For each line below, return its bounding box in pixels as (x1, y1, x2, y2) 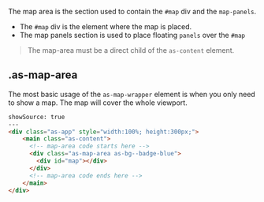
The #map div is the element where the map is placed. (19, 22, 192, 31)
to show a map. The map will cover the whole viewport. (8, 98, 188, 107)
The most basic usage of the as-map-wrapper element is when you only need (8, 89, 256, 99)
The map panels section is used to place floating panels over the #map (19, 31, 246, 39)
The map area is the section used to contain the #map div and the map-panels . (8, 7, 257, 16)
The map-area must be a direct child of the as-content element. (27, 46, 235, 54)
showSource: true (8, 113, 65, 121)
